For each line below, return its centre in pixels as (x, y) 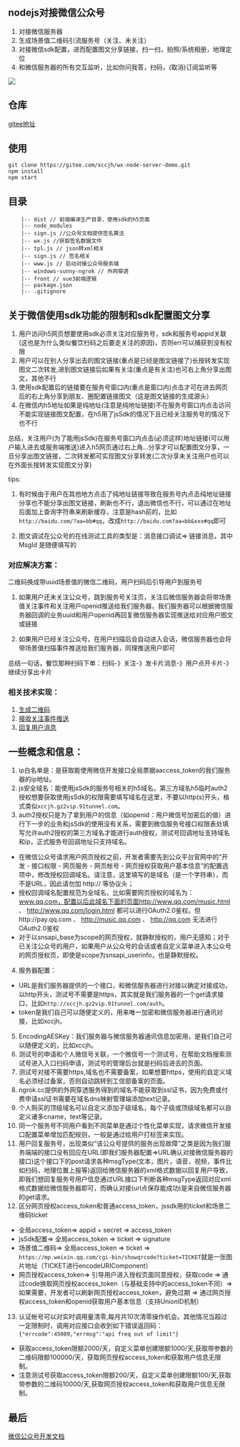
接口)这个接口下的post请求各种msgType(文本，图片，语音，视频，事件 (122, 1161)
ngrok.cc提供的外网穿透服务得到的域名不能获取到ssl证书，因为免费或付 (123, 1090)
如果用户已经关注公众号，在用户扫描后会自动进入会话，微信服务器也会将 (125, 639)
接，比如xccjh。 (42, 1021)
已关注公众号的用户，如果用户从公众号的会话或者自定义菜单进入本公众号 (125, 946)
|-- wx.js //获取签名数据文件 (61, 241)
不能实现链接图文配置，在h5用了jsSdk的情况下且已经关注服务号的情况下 (124, 414)
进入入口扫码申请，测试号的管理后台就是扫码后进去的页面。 (119, 1063)
